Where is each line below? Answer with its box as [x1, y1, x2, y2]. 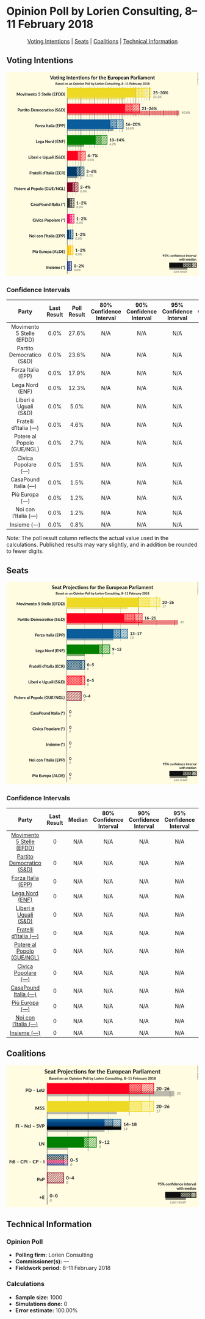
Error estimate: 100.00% [15, 1306, 78, 1314]
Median [68, 816, 88, 823]
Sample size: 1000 [15, 1293, 63, 1301]
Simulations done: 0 [15, 1300, 68, 1307]
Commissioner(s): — [15, 1258, 69, 1265]
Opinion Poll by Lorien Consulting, [6, 4, 183, 18]
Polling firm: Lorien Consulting [15, 1251, 93, 1259]
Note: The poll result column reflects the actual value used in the [6, 535, 169, 542]
